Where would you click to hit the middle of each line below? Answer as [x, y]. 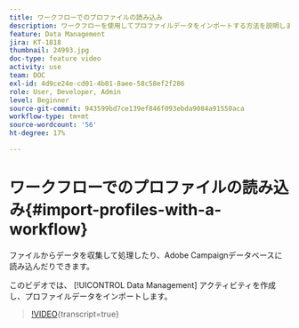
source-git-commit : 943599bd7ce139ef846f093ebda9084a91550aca [127, 108]
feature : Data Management [57, 34]
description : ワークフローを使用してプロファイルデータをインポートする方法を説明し [148, 26]
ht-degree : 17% [37, 133]
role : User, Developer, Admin [65, 92]
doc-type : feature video [55, 59]
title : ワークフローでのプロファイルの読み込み [86, 17]
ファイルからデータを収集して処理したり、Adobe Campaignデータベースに [146, 255]
